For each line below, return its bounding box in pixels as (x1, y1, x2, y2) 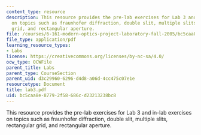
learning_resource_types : (6, 43, 71, 49)
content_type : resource (6, 8, 66, 15)
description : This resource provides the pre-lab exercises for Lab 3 (6, 14, 186, 20)
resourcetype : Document (6, 82, 66, 88)
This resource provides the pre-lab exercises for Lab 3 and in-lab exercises (6, 109, 192, 116)
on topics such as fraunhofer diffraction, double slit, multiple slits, (6, 115, 168, 122)
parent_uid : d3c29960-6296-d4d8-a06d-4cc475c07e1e (6, 76, 135, 82)
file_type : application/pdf (6, 37, 77, 43)
